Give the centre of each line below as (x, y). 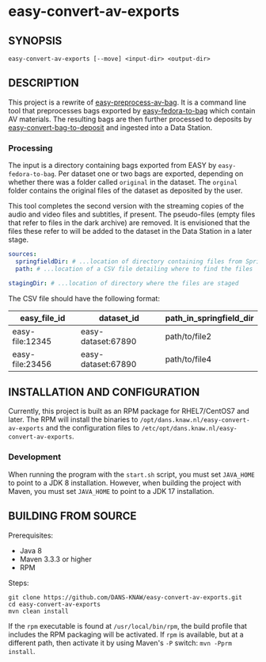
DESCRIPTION (44, 83)
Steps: (19, 583)
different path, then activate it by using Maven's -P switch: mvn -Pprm (120, 643)
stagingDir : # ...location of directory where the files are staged (123, 283)
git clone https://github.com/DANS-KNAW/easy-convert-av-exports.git (125, 597)
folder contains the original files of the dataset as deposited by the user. (125, 191)
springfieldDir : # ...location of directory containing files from (129, 261)
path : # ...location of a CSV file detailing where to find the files (134, 269)
